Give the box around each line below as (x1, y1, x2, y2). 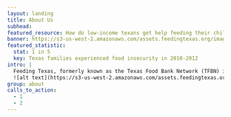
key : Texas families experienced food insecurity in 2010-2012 (13, 55, 198, 62)
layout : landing (7, 10, 54, 17)
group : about (7, 81, 45, 87)
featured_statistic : (7, 42, 67, 49)
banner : (7, 36, 30, 43)
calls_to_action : (7, 87, 57, 94)
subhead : (7, 23, 32, 30)
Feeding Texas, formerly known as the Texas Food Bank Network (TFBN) (13, 67, 220, 74)
